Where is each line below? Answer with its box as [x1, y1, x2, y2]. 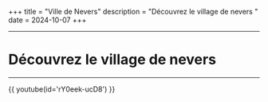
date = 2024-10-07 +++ [8, 15, 87, 25]
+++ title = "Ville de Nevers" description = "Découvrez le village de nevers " [8, 7, 258, 16]
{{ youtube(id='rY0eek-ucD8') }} [8, 84, 116, 94]
